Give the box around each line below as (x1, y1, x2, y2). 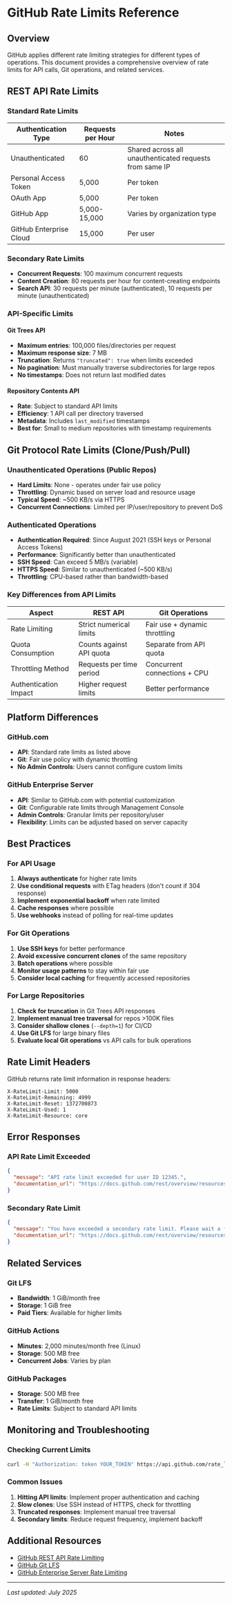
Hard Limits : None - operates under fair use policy (17, 481, 161, 489)
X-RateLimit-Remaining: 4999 (7, 1094, 91, 1101)
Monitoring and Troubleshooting (7, 1424, 150, 1436)
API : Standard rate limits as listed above (17, 748, 131, 756)
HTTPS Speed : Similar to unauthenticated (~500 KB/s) (17, 565, 173, 574)
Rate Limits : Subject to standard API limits (17, 1404, 137, 1412)
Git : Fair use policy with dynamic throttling (17, 755, 138, 763)
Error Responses (7, 1131, 81, 1143)
